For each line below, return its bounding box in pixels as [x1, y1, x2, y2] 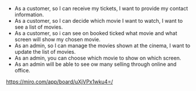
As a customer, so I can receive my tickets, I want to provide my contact [14, 5, 188, 12]
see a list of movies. [14, 23, 63, 30]
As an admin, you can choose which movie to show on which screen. [14, 55, 181, 61]
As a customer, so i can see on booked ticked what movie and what [14, 30, 177, 37]
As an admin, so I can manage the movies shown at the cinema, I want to [14, 42, 191, 49]
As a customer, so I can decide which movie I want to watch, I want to [14, 17, 183, 24]
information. [14, 11, 44, 18]
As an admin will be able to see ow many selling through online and [14, 61, 177, 68]
